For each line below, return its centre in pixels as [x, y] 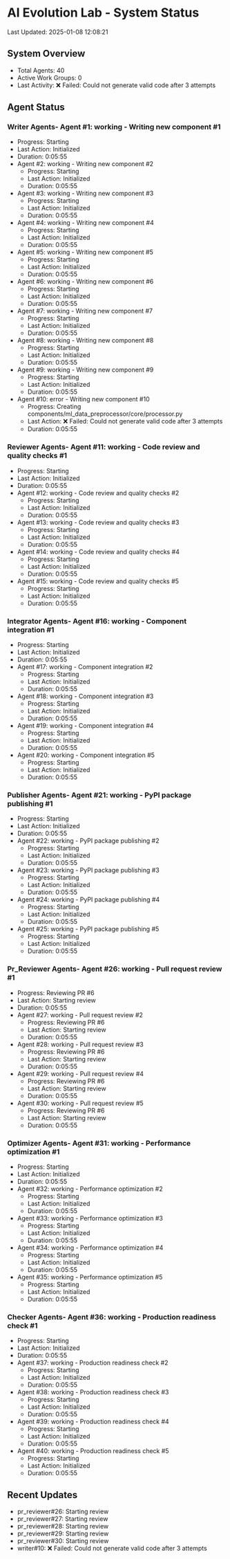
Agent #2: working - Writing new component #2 [85, 164]
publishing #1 [30, 803]
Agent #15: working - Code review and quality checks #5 [98, 581]
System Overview [46, 54]
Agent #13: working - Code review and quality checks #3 [98, 522]
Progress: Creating [54, 407]
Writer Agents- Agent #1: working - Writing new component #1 [114, 127]
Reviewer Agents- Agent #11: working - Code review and [104, 447]
